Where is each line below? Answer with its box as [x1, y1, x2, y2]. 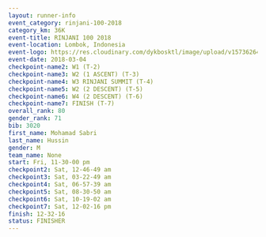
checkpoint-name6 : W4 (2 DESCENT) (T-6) [8, 92, 144, 100]
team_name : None [8, 151, 62, 159]
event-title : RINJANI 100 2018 [8, 33, 112, 42]
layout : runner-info [8, 11, 77, 20]
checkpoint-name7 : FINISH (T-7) [8, 100, 115, 107]
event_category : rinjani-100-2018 [8, 19, 123, 27]
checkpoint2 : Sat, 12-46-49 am [8, 166, 112, 174]
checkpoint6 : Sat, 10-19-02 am [8, 195, 112, 203]
